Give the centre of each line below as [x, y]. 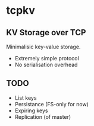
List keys [26, 98]
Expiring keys [31, 110]
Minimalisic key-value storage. [43, 47]
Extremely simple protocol [47, 58]
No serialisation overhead [46, 64]
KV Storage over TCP [46, 33]
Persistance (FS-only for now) [52, 104]
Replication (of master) [43, 116]
